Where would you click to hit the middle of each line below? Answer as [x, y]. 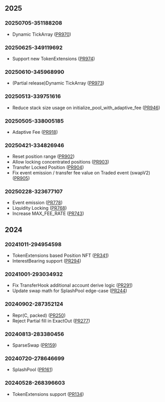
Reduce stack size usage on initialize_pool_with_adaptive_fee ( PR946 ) [86, 108]
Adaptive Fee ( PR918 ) [35, 132]
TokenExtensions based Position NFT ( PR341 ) [60, 255]
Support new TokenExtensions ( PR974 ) [54, 58]
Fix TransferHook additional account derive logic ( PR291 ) [72, 285]
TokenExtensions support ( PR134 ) [48, 394]
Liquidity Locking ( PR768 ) [39, 208]
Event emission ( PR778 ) [37, 203]
